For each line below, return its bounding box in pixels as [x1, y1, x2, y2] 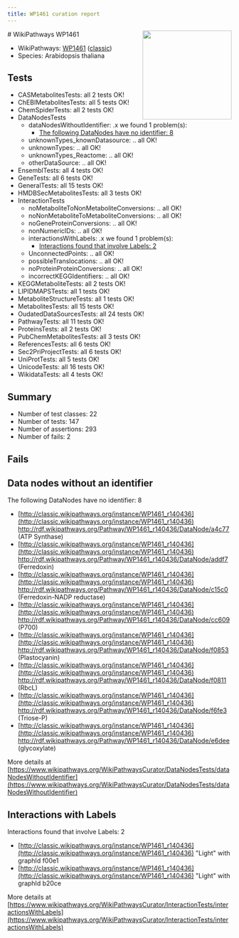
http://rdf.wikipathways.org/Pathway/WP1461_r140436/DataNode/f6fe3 [17, 706, 228, 715]
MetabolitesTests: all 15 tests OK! [17, 302, 115, 311]
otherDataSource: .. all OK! [28, 159, 107, 167]
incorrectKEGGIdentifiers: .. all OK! [28, 272, 130, 281]
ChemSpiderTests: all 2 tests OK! [17, 106, 115, 114]
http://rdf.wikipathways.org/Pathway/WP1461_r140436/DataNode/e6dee [17, 737, 230, 745]
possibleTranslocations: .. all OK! [28, 257, 124, 265]
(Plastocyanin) [17, 654, 60, 662]
